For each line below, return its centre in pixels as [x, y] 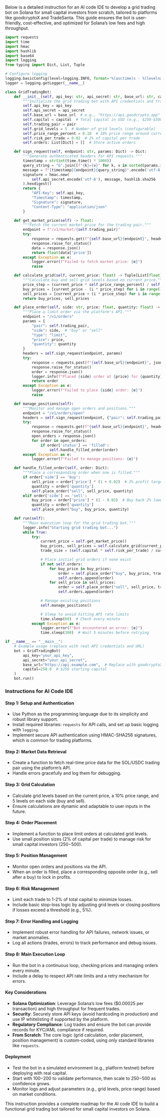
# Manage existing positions [70, 601]
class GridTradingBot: [28, 92]
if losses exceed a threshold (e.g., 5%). [52, 910]
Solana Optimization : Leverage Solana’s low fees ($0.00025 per [78, 1003]
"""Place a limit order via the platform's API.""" [77, 312]
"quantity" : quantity [54, 344]
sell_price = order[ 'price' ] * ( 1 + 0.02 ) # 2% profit [90, 482]
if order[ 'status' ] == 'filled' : [75, 445]
